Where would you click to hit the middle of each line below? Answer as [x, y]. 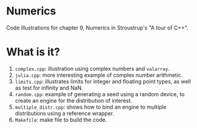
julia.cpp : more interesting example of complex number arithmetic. [99, 75]
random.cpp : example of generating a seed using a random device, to [100, 94]
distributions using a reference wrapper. [65, 113]
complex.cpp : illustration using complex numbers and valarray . [92, 69]
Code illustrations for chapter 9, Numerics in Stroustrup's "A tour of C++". [97, 28]
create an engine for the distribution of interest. [73, 100]
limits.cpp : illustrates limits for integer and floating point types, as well [103, 81]
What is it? [33, 52]
